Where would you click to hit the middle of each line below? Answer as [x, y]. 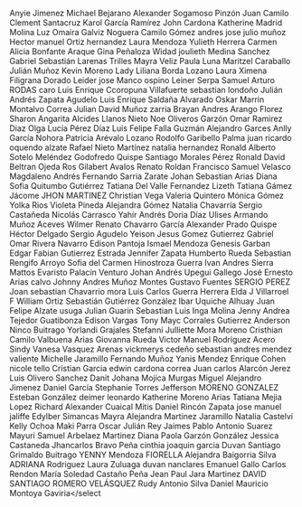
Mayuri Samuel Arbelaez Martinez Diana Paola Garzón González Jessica [144, 436]
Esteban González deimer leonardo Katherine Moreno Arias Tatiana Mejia [146, 397]
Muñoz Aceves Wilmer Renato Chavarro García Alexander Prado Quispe [143, 224]
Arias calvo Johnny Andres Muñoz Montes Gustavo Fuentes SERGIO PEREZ [150, 282]
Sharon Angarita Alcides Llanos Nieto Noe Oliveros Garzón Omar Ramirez [146, 118]
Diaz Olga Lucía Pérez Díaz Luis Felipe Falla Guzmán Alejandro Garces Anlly [151, 128]
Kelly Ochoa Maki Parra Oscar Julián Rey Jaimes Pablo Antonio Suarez [141, 426]
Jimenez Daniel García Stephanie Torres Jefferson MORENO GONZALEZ [144, 387]
